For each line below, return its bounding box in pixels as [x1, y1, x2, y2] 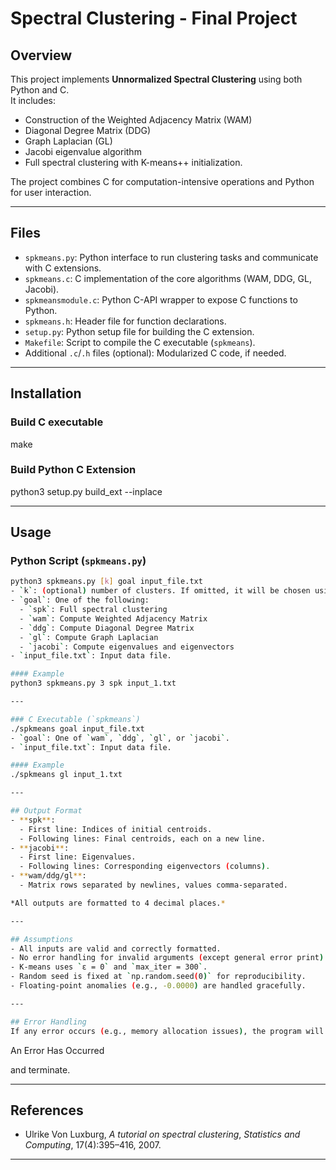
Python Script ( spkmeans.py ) [10, 554, 147, 568]
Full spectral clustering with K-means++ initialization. [24, 157, 243, 168]
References [10, 1102, 84, 1119]
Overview [10, 47, 73, 64]
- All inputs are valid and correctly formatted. [10, 943, 222, 954]
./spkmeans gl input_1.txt [10, 770, 123, 780]
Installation [10, 385, 82, 402]
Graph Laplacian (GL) [24, 135, 113, 147]
